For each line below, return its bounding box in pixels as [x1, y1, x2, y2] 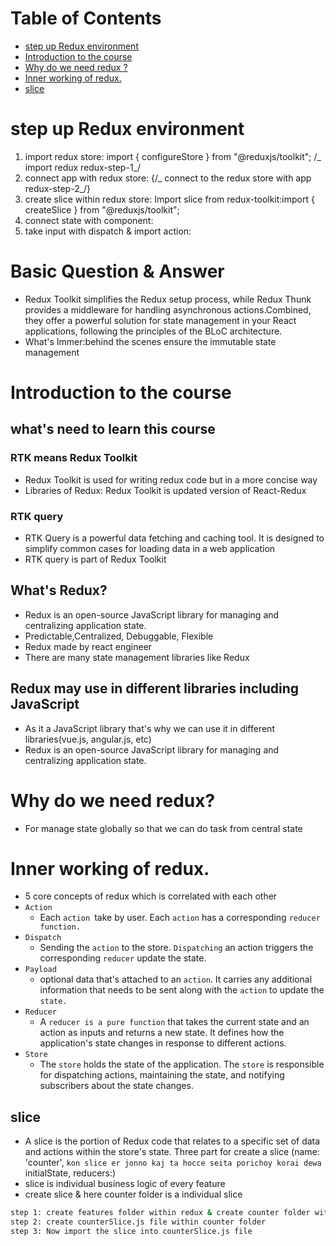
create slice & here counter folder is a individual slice [24, 1188, 243, 1201]
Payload [24, 965, 57, 975]
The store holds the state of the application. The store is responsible [39, 1058, 325, 1071]
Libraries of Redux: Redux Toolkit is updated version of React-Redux [24, 484, 307, 496]
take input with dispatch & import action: [24, 225, 192, 237]
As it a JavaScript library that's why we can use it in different [24, 722, 275, 734]
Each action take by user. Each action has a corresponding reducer [39, 912, 321, 924]
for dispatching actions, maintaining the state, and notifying [39, 1069, 285, 1081]
